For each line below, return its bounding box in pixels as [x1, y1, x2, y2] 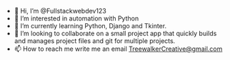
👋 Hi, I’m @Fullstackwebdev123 [14, 7, 107, 15]
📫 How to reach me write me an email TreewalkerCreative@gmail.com [14, 44, 223, 53]
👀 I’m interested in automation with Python [14, 14, 139, 23]
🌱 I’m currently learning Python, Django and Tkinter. [14, 22, 166, 30]
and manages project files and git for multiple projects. [14, 37, 176, 45]
